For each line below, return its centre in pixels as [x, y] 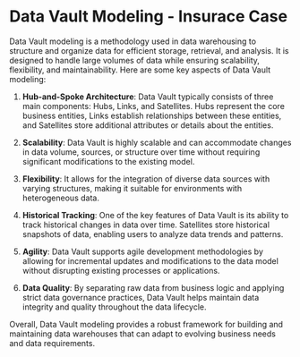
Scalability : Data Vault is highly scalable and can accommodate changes [157, 142]
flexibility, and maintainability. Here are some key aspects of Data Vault [140, 70]
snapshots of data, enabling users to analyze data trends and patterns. [153, 234]
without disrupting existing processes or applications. [121, 270]
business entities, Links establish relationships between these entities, [152, 115]
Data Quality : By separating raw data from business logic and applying [153, 287]
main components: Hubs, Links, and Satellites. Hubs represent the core [153, 106]
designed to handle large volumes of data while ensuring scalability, [134, 60]
